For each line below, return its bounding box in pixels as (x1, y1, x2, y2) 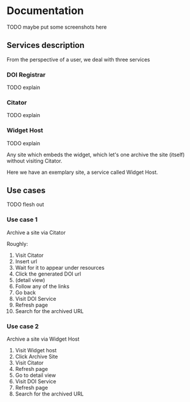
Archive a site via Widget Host (6, 335, 80, 343)
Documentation (6, 4, 84, 18)
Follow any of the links (15, 283, 70, 290)
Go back (15, 288, 36, 296)
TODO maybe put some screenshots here (6, 23, 107, 30)
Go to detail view (15, 372, 56, 379)
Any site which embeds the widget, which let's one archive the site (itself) (6, 151, 185, 158)
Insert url (15, 257, 38, 264)
